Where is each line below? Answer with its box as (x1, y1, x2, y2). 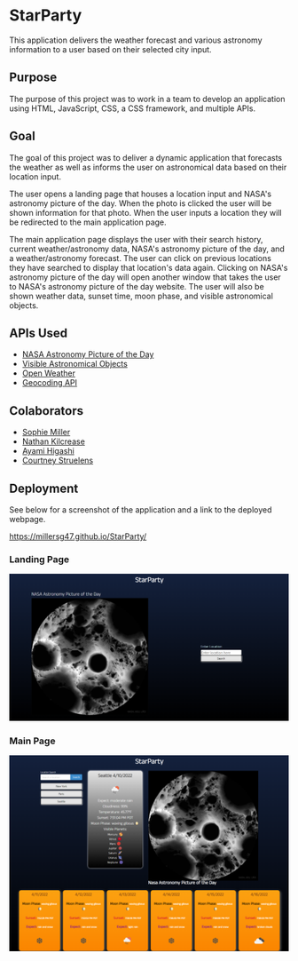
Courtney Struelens (21, 455, 94, 466)
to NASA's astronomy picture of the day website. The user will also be (9, 281, 264, 291)
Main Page (9, 735, 56, 747)
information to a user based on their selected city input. (9, 44, 212, 54)
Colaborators (9, 403, 84, 418)
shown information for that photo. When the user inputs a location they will (9, 207, 282, 218)
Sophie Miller (21, 427, 71, 438)
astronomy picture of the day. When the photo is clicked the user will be (9, 197, 272, 209)
